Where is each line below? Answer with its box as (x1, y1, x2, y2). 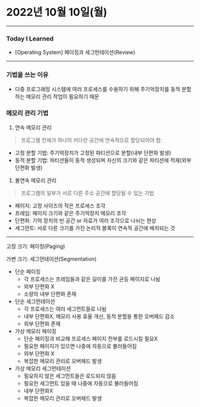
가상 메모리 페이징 (14, 327, 57, 334)
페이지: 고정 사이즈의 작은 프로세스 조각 (14, 202, 106, 209)
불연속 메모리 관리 (14, 176, 57, 184)
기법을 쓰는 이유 (6, 71, 49, 79)
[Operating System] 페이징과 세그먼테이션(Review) (14, 49, 136, 56)
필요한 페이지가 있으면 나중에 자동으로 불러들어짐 (23, 342, 137, 349)
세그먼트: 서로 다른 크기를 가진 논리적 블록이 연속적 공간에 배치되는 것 (14, 224, 176, 231)
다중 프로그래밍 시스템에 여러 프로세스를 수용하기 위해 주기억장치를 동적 (14, 85, 180, 92)
